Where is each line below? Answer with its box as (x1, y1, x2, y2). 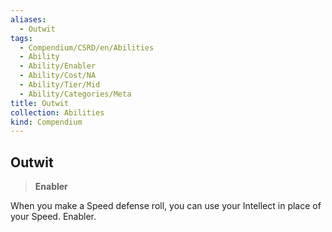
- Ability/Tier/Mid (19, 80, 101, 90)
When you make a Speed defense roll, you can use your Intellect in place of (10, 200, 322, 212)
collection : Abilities (10, 107, 105, 118)
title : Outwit (10, 98, 70, 108)
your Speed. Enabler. (10, 211, 97, 223)
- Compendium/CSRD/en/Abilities (19, 42, 155, 53)
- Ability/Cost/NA (19, 71, 97, 81)
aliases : (10, 14, 47, 25)
